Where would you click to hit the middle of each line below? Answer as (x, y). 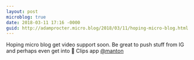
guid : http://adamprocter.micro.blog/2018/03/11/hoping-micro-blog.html (97, 28)
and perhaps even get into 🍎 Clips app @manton (65, 51)
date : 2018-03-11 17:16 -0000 (43, 22)
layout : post (22, 11)
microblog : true (26, 17)
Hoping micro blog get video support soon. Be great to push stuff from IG (95, 45)
